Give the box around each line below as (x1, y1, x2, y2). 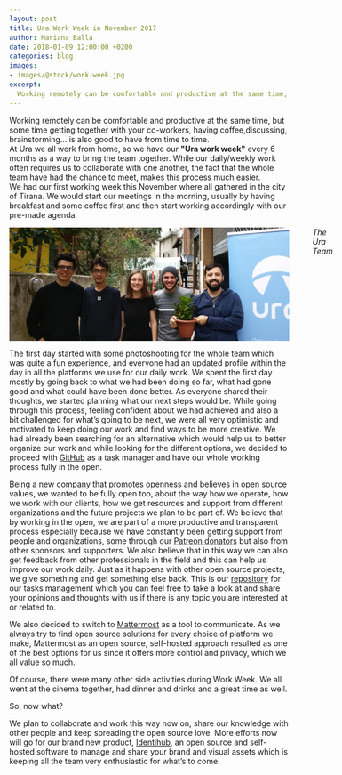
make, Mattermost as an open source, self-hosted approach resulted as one (9, 638, 288, 649)
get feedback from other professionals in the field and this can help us (9, 554, 266, 565)
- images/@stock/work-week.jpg (9, 71, 125, 80)
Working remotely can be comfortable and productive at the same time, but (9, 115, 285, 125)
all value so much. (9, 657, 76, 667)
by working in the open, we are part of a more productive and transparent (9, 517, 279, 528)
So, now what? (9, 701, 64, 712)
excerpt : (9, 80, 42, 89)
